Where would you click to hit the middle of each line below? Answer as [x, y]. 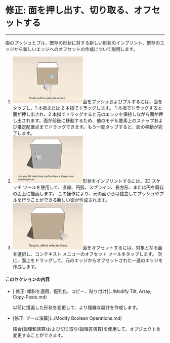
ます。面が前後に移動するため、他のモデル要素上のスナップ [92, 120]
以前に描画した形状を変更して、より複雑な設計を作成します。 [76, 308]
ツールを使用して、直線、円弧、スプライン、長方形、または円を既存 [93, 187]
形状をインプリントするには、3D [117, 181]
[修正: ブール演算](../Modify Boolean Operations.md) [67, 318]
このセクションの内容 [27, 279]
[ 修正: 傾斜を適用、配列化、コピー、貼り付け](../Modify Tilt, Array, [82, 291]
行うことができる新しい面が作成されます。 [66, 200]
